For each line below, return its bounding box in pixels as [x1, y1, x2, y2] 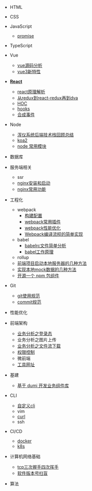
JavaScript [9, 23, 32, 29]
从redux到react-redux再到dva [17, 95, 78, 101]
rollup [17, 255, 29, 260]
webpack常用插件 [24, 219, 61, 224]
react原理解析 [17, 89, 46, 95]
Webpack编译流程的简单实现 [24, 231, 83, 237]
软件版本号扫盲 [17, 470, 48, 476]
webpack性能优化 [24, 225, 61, 231]
